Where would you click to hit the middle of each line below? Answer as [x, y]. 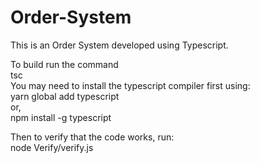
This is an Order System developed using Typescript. [119, 45]
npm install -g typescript [61, 117]
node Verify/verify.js [52, 147]
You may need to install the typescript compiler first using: [130, 85]
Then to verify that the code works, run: [92, 137]
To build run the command [64, 64]
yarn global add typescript [65, 96]
